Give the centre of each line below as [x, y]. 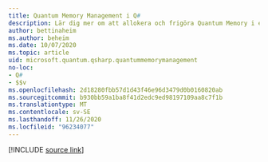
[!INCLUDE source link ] [46, 149]
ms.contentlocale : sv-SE [49, 113]
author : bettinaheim [43, 30]
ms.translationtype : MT [48, 105]
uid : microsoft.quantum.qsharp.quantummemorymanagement [103, 61]
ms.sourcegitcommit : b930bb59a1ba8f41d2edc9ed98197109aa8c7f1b [116, 97]
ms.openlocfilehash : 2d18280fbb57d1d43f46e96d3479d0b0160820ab [116, 90]
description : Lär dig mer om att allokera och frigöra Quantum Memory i [132, 23]
